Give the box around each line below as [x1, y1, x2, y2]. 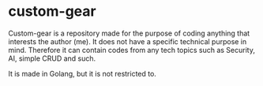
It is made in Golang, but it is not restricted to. [8, 69, 156, 78]
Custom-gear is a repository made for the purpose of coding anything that [8, 28, 250, 38]
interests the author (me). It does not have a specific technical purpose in [8, 36, 247, 46]
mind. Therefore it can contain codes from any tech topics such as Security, [8, 45, 255, 54]
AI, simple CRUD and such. [8, 54, 96, 63]
